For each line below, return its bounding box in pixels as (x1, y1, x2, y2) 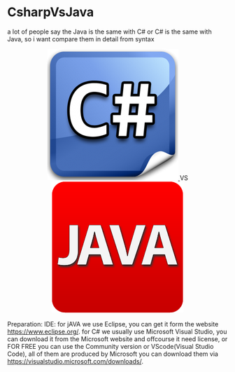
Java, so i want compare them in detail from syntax (7, 34, 155, 43)
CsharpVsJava (7, 4, 94, 20)
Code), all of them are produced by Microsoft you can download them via (7, 350, 219, 358)
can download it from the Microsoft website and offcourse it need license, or (7, 334, 228, 343)
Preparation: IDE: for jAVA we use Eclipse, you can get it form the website (7, 319, 219, 328)
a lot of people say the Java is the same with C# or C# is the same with (7, 27, 212, 36)
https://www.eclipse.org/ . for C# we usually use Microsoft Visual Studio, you (7, 327, 227, 336)
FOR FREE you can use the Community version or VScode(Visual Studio (7, 342, 214, 350)
